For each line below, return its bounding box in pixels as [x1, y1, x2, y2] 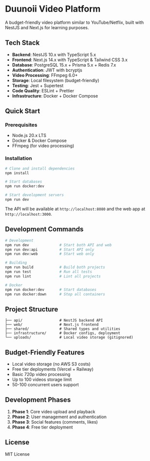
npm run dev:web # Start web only [5, 252, 95, 256]
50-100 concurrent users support [12, 382, 79, 388]
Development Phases [5, 396, 71, 404]
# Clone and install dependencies [5, 166, 75, 171]
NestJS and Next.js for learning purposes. [5, 24, 89, 30]
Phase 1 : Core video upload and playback [12, 409, 96, 414]
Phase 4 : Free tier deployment [12, 424, 73, 430]
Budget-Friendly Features [5, 348, 85, 357]
